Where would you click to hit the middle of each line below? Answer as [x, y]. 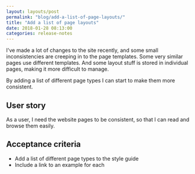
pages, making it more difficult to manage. [58, 69]
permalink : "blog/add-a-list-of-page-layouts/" [66, 17]
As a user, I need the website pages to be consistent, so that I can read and [98, 119]
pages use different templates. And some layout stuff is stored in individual [97, 63]
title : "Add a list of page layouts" [53, 22]
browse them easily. [30, 126]
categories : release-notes [39, 34]
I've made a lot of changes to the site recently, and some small [82, 50]
